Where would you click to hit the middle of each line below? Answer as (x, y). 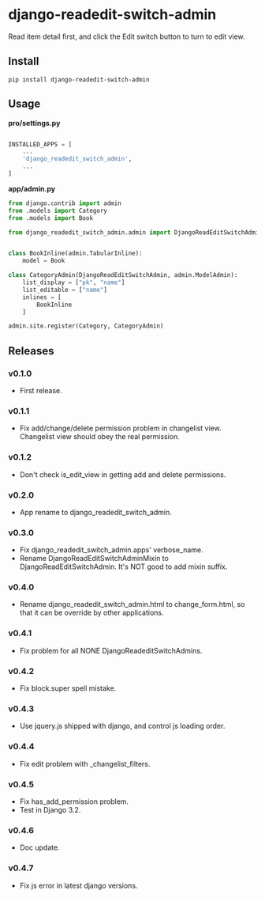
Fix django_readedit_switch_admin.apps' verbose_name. (111, 550)
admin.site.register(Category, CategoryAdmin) (86, 326)
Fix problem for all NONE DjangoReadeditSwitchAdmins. (111, 650)
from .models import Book (50, 218)
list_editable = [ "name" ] (65, 290)
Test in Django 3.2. (50, 809)
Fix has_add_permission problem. (74, 801)
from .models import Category (58, 210)
